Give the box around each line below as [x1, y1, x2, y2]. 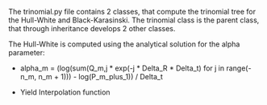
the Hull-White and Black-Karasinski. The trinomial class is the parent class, [8, 15, 260, 25]
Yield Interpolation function [19, 87, 111, 97]
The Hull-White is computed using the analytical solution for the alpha [8, 39, 240, 49]
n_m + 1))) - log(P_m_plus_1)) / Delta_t [38, 72, 164, 81]
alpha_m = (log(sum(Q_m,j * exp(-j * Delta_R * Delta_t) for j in [19, 63, 224, 73]
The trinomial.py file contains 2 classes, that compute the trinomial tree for [8, 7, 257, 16]
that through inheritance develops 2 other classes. [8, 24, 176, 33]
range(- [225, 63, 252, 73]
